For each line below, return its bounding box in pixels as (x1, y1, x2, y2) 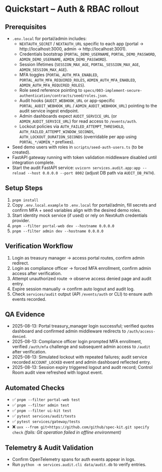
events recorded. (12, 296, 47, 302)
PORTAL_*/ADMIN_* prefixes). (19, 139, 75, 144)
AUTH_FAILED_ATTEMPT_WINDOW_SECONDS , (19, 129, 95, 134)
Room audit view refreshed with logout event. (12, 369, 103, 375)
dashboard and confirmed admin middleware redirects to (12, 328, 126, 334)
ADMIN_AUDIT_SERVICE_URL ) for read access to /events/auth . (19, 118, 137, 124)
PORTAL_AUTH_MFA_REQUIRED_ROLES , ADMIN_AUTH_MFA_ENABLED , (19, 77, 136, 83)
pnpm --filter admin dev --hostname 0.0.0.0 (12, 228, 104, 234)
